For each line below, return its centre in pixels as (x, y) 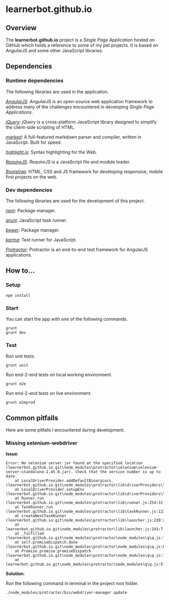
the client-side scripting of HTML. (41, 127)
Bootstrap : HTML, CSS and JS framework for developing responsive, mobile (84, 172)
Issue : (12, 454)
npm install (18, 295)
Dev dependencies (29, 190)
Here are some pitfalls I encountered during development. (65, 430)
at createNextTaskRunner (41, 516)
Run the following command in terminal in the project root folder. (72, 583)
